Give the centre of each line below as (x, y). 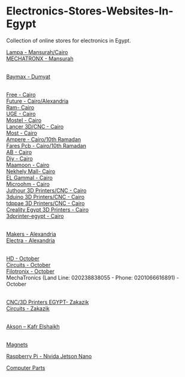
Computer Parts (26, 367)
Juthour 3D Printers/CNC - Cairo (46, 190)
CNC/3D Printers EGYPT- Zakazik (48, 302)
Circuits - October (28, 265)
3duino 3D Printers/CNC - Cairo (46, 197)
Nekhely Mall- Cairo (31, 171)
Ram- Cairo (20, 107)
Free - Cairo (21, 94)
